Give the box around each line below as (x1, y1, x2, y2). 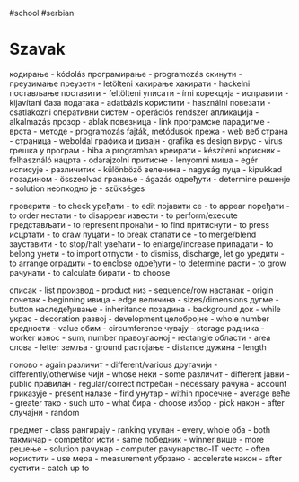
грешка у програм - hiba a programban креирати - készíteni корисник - (9, 145, 281, 155)
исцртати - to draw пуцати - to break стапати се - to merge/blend (9, 229, 257, 240)
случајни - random (9, 407, 80, 417)
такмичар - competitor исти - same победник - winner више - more (9, 434, 265, 444)
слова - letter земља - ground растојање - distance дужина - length (9, 341, 267, 353)
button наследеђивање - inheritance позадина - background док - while (9, 303, 281, 314)
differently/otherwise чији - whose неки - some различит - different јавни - (9, 368, 290, 380)
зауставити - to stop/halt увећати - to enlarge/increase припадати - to (9, 238, 274, 250)
